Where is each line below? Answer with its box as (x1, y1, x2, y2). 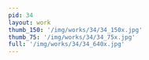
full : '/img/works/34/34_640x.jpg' (8, 41, 125, 48)
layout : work (8, 19, 51, 26)
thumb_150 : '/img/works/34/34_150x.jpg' (8, 26, 143, 34)
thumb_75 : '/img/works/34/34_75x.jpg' (8, 33, 136, 41)
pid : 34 (8, 11, 34, 19)
